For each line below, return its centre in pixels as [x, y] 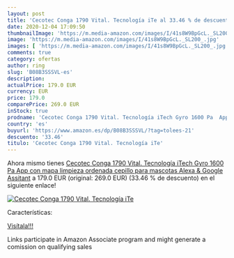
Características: [30, 213]
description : [26, 78]
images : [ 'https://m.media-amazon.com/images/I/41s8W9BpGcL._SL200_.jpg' [118, 46]
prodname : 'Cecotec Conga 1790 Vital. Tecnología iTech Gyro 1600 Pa [110, 117]
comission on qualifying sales [50, 247]
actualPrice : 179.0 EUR [42, 85]
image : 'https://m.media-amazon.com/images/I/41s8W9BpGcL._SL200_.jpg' [113, 40]
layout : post [26, 14]
